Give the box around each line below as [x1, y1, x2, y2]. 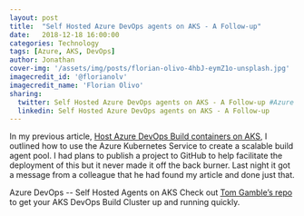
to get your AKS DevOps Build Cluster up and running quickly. [9, 197, 240, 208]
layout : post [9, 13, 59, 23]
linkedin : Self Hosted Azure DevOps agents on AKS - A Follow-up [17, 106, 270, 115]
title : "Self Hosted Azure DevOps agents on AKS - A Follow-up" [9, 22, 261, 31]
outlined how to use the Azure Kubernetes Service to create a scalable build [9, 141, 294, 152]
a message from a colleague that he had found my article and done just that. [9, 170, 295, 181]
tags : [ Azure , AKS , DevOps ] [9, 47, 116, 56]
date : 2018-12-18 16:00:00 [9, 30, 120, 39]
